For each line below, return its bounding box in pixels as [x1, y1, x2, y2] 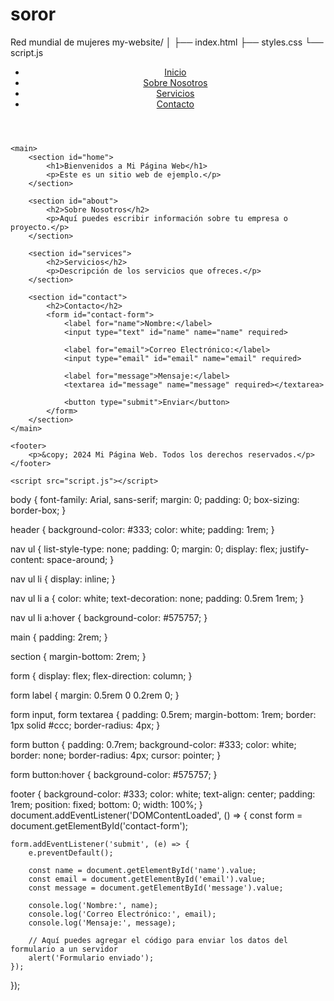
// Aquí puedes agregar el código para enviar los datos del [28, 935, 288, 945]
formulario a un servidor [10, 944, 118, 954]
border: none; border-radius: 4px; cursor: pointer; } [10, 749, 222, 761]
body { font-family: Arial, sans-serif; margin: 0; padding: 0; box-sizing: [10, 493, 300, 505]
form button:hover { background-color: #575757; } [10, 768, 218, 780]
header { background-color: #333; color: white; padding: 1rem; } [10, 523, 275, 535]
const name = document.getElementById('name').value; [28, 865, 257, 875]
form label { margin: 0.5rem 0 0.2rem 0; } [10, 689, 180, 701]
